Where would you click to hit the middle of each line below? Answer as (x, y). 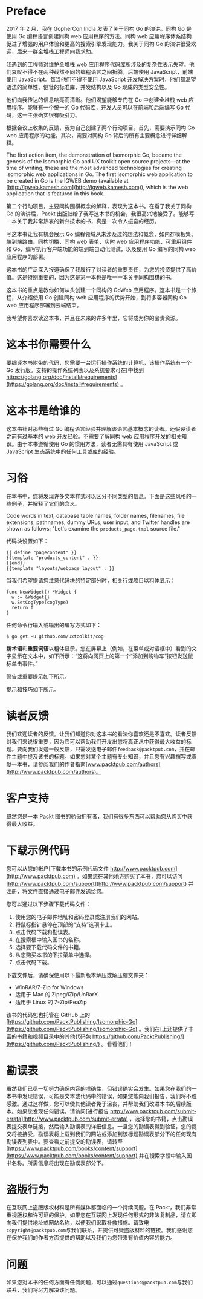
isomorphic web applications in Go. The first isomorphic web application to (100, 174)
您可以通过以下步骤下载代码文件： (49, 904)
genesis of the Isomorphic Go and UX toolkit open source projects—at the (98, 161)
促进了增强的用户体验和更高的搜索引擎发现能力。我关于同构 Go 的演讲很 (96, 44)
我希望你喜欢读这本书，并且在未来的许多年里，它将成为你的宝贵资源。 (94, 318)
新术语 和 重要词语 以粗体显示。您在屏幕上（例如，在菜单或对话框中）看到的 (99, 648)
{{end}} (16, 563)
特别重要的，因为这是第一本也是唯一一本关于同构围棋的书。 (101, 277)
